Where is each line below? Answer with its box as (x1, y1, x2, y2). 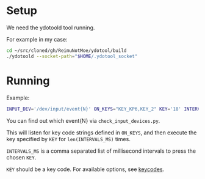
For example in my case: (6, 35, 68, 43)
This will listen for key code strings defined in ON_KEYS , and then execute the (6, 129, 197, 136)
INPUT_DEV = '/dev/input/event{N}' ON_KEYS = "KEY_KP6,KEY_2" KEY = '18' (6, 106, 182, 112)
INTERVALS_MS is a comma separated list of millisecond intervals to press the (6, 147, 196, 155)
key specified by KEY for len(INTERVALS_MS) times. (6, 135, 131, 142)
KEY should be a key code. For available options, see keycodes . (6, 166, 165, 173)
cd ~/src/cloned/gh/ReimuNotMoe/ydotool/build (6, 47, 127, 54)
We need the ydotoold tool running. (6, 24, 95, 31)
